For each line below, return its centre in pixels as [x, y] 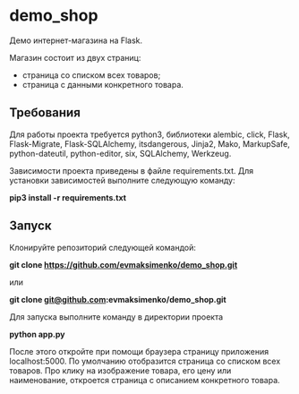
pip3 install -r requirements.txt [68, 197]
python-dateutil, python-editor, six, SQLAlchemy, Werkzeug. [120, 153]
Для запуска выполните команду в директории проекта [116, 317]
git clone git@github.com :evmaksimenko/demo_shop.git [118, 299]
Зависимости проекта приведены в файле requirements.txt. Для [131, 170]
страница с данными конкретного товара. [103, 84]
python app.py [37, 334]
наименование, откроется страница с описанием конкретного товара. [145, 380]
